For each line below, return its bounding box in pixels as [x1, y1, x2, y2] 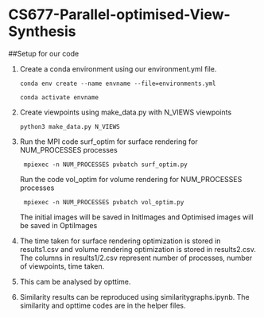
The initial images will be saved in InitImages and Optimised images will [19, 212, 254, 222]
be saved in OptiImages [19, 220, 98, 230]
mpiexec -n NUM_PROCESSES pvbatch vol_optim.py [23, 198, 184, 206]
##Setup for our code [8, 48, 80, 58]
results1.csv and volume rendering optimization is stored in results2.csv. [19, 244, 257, 254]
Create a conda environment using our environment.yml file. [19, 64, 217, 73]
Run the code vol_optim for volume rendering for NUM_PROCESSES [19, 174, 243, 184]
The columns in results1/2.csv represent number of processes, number [19, 253, 253, 262]
